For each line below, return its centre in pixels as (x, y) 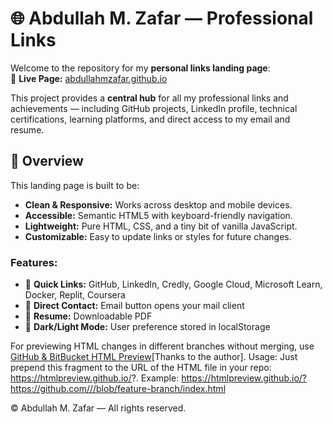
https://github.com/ (50, 389)
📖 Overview (47, 161)
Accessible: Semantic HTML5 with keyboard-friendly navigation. (158, 215)
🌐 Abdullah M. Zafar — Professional (162, 18)
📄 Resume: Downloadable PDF (88, 316)
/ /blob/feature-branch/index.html (158, 389)
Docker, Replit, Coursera (75, 295)
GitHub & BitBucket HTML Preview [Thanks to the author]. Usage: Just (154, 357)
